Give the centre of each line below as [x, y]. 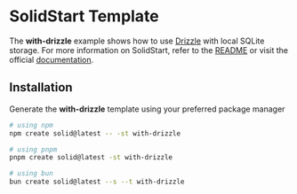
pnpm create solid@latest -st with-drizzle [91, 158]
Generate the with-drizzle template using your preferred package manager [147, 109]
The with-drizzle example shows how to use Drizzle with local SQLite [137, 41]
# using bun [31, 174]
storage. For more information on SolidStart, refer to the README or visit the [149, 50]
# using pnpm [33, 149]
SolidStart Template [84, 16]
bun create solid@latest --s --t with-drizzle [97, 182]
